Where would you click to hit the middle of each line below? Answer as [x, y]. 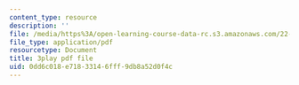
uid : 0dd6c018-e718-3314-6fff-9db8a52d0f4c [91, 67]
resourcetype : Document [53, 50]
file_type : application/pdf [61, 42]
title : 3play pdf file [51, 58]
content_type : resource [53, 17]
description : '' [39, 26]
